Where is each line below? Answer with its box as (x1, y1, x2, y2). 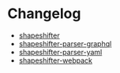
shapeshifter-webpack (18, 56, 92, 65)
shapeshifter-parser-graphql (18, 38, 112, 48)
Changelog (7, 5, 81, 23)
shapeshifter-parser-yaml (18, 47, 103, 57)
